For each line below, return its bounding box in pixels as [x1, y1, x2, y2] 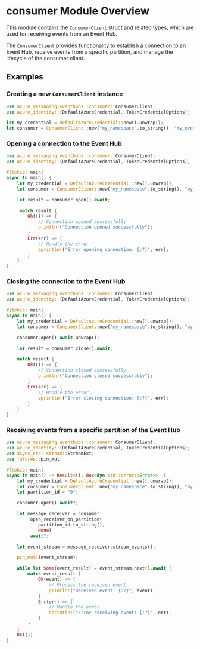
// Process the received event [48, 581, 127, 588]
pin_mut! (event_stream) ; [17, 555, 79, 561]
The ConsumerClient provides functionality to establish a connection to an [6, 42, 186, 49]
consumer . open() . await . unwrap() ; [17, 335, 100, 341]
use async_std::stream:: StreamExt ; [6, 451, 95, 457]
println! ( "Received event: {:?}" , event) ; [48, 587, 156, 593]
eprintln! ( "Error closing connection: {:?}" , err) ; [37, 395, 169, 401]
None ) [37, 527, 52, 533]
